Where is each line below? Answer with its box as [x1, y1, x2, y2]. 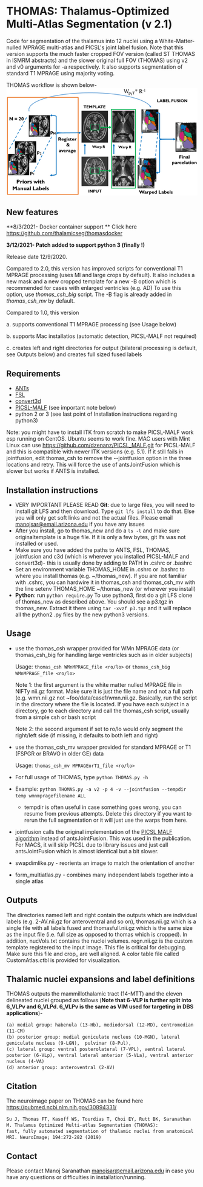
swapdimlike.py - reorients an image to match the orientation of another [15, 859, 195, 867]
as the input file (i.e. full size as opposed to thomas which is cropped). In [6, 931, 188, 938]
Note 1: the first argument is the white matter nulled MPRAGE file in [15, 681, 182, 688]
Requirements [6, 368, 61, 379]
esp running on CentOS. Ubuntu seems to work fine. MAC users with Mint [6, 435, 190, 442]
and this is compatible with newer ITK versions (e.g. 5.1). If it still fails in [6, 448, 184, 455]
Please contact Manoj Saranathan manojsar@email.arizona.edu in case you [6, 1167, 195, 1174]
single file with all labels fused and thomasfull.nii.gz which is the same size [6, 924, 193, 931]
